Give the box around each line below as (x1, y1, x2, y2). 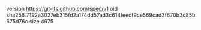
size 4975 (29, 18, 54, 25)
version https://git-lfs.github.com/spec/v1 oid (6, 5, 118, 12)
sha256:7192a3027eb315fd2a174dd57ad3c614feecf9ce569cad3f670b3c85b (6, 11, 196, 19)
